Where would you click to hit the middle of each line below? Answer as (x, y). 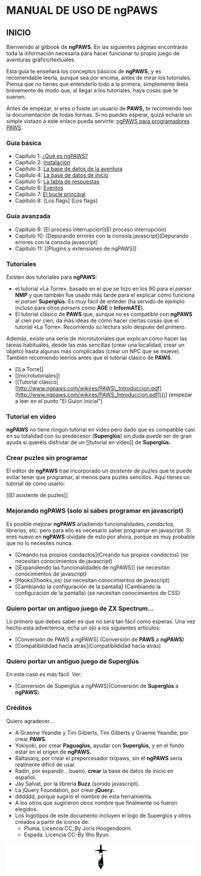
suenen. (16, 97)
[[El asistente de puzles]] (37, 495)
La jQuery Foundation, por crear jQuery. (64, 790)
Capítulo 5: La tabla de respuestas (57, 182)
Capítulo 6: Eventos (39, 188)
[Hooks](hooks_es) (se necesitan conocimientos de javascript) (92, 580)
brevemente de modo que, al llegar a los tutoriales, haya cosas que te (92, 90)
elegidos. (26, 809)
